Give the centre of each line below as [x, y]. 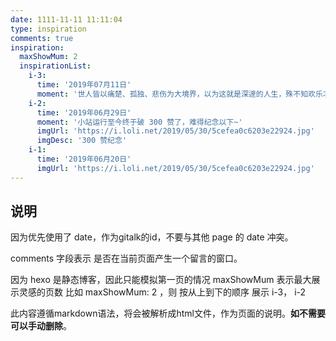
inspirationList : [55, 66]
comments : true [42, 38]
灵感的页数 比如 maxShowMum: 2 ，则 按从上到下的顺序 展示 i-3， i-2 [162, 292]
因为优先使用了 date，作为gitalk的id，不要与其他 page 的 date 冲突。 [152, 237]
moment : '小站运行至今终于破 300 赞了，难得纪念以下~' [139, 122]
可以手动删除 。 [41, 326]
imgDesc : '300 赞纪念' [82, 141]
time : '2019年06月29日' [84, 112]
